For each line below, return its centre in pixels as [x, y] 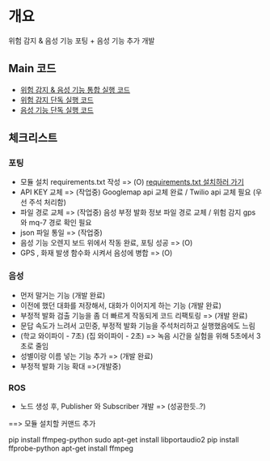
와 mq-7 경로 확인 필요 [56, 223]
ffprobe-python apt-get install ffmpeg [71, 448]
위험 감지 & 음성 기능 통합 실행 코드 [75, 89]
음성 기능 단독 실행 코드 [57, 109]
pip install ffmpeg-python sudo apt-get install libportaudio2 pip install [124, 440]
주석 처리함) [48, 203]
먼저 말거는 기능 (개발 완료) [63, 295]
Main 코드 [32, 68]
